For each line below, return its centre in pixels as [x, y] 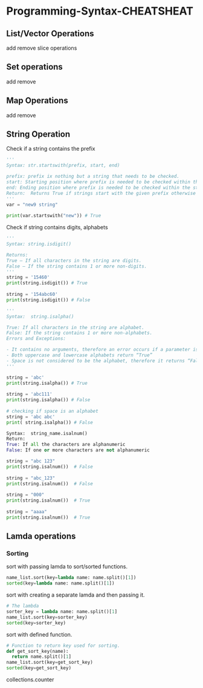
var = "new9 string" [32, 205]
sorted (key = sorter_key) [36, 623]
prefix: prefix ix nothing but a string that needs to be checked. [93, 177]
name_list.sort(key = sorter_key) [47, 617]
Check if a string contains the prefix [51, 149]
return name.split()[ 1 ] [41, 657]
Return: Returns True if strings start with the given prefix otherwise [101, 193]
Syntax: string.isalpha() [40, 316]
